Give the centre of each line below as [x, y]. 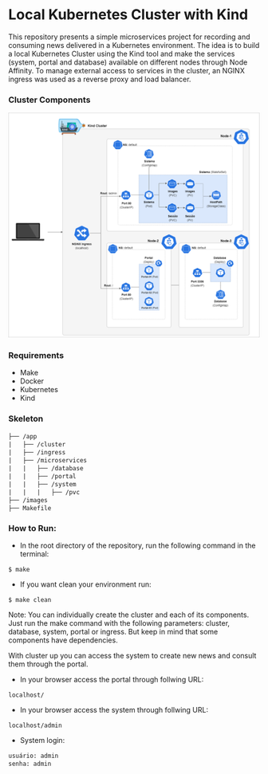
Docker [32, 381]
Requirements [36, 355]
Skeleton [26, 418]
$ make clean [30, 599]
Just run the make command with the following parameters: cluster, [119, 623]
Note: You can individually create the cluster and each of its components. [129, 615]
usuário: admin [33, 756]
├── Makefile [30, 508]
